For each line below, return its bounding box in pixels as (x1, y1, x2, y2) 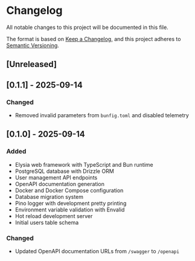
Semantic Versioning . (6, 42, 59, 49)
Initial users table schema (14, 219, 79, 226)
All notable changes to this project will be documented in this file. (6, 24, 169, 31)
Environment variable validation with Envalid (14, 206, 125, 213)
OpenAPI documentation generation (14, 180, 104, 187)
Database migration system (14, 193, 83, 200)
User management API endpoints (14, 173, 98, 181)
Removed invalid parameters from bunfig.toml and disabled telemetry (14, 112, 189, 119)
